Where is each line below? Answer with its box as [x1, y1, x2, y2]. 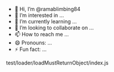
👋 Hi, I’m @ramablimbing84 [14, 6, 81, 12]
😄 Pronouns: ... [14, 39, 53, 46]
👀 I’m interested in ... [14, 12, 64, 19]
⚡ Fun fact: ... [14, 46, 47, 53]
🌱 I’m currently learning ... [14, 18, 77, 25]
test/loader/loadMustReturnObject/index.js [6, 59, 109, 66]
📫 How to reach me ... [14, 31, 69, 37]
